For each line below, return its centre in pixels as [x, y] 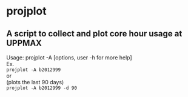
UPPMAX [24, 43]
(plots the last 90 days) [35, 82]
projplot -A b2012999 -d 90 [42, 88]
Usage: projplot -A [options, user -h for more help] [69, 58]
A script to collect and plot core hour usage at [94, 34]
